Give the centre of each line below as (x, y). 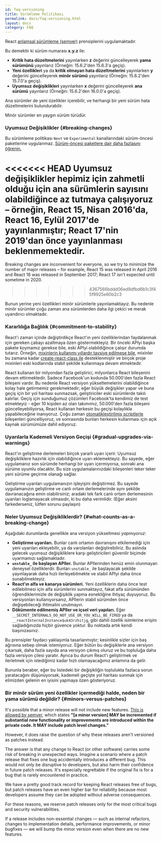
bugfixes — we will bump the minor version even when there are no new (77, 829)
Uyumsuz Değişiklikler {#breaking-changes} (59, 128)
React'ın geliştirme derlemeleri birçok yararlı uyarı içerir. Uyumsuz (71, 453)
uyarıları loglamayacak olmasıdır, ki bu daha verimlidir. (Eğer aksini (71, 499)
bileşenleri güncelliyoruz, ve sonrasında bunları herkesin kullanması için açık (81, 419)
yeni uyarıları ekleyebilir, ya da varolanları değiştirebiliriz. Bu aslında (79, 548)
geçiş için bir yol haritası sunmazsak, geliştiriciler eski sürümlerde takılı (75, 393)
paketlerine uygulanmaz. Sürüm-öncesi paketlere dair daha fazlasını (73, 143)
